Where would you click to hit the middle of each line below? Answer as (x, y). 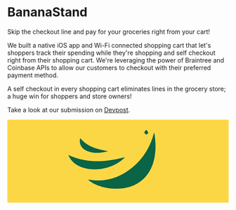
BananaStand (47, 12)
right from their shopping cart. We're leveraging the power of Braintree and (116, 60)
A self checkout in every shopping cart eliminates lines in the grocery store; (117, 88)
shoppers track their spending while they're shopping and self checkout (111, 53)
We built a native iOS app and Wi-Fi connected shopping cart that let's (109, 45)
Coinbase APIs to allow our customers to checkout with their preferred (109, 67)
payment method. (33, 75)
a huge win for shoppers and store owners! (70, 96)
